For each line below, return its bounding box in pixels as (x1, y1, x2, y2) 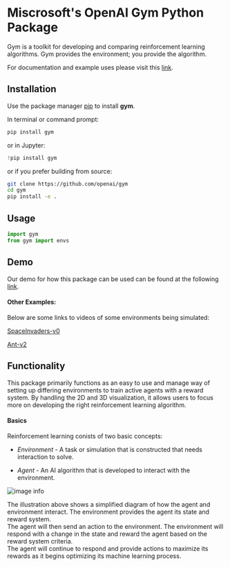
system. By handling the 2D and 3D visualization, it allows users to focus (7, 393, 214, 402)
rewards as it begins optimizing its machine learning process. (7, 552, 182, 560)
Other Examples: (7, 298, 57, 306)
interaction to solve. (17, 452, 74, 461)
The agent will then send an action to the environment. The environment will (7, 522, 224, 530)
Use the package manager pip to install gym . (7, 102, 135, 110)
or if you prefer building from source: (7, 167, 113, 175)
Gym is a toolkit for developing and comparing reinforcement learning (7, 42, 205, 51)
